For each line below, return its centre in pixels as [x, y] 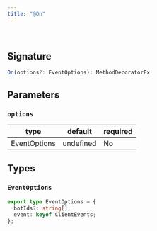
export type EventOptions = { [52, 202]
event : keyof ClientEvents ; [55, 215]
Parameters [34, 95]
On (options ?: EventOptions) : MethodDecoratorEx [79, 73]
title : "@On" [27, 14]
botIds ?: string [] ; [42, 208]
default [79, 131]
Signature [29, 56]
